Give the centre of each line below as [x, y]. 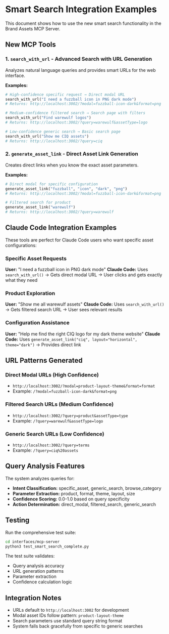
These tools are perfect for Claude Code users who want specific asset [79, 240]
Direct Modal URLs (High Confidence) [52, 375]
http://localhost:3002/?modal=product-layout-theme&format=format [84, 386]
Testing [17, 520]
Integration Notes [33, 598]
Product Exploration [30, 293]
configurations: [21, 245]
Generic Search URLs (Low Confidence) [55, 434]
